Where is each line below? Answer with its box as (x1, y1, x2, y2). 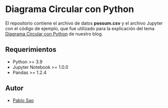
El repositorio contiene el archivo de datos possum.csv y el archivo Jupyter (5, 20, 163, 26)
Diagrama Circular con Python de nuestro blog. (5, 31, 103, 37)
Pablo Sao (12, 97, 34, 103)
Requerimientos (5, 45, 57, 54)
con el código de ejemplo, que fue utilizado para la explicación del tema (5, 25, 155, 31)
